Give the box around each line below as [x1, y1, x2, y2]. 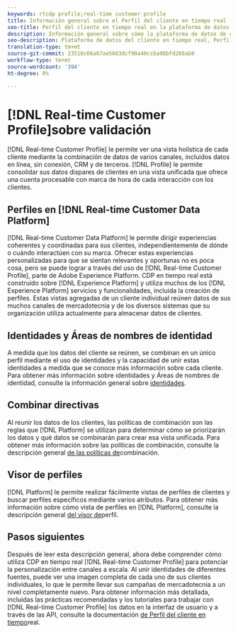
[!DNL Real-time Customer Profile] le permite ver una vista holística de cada [7, 145, 229, 153]
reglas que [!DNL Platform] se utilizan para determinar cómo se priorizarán [7, 426, 225, 434]
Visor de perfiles [7, 469, 83, 481]
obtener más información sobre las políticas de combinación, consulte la [7, 440, 220, 449]
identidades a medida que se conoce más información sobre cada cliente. [7, 364, 223, 372]
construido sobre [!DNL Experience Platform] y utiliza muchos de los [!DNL [7, 278, 226, 288]
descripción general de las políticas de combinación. [7, 448, 160, 457]
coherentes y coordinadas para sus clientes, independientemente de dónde [7, 241, 228, 249]
